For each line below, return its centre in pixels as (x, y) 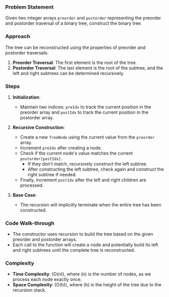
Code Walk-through (30, 223)
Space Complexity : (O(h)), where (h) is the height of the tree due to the (87, 285)
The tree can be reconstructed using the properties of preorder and (75, 47)
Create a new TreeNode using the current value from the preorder (87, 137)
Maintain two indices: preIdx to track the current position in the (86, 107)
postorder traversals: (27, 53)
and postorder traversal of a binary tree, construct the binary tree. (74, 23)
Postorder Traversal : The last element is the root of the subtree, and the (88, 68)
